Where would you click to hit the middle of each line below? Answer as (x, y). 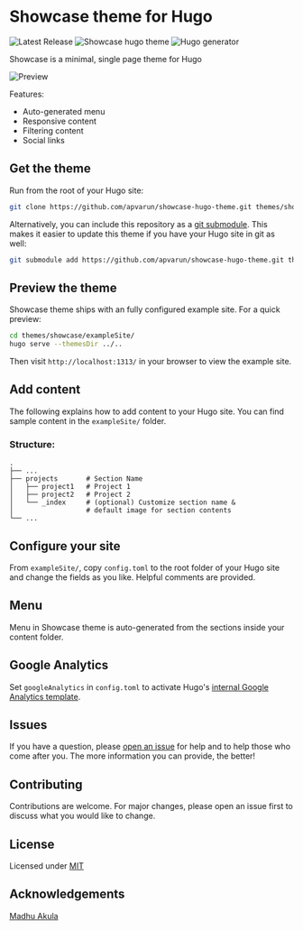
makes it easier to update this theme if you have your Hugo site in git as (142, 234)
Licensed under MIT (46, 866)
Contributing (46, 784)
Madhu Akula (34, 916)
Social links (43, 140)
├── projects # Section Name (76, 479)
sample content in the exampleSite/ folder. (88, 420)
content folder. (37, 637)
